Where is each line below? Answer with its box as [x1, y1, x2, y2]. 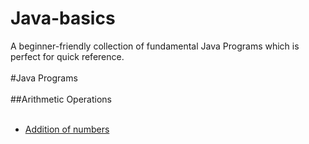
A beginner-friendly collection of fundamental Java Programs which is [10, 40, 300, 52]
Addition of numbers [24, 123, 110, 135]
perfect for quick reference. [10, 50, 125, 62]
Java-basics [10, 7, 116, 30]
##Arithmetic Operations [10, 93, 112, 105]
